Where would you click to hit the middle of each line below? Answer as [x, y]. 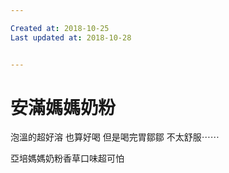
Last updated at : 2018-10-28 [71, 37]
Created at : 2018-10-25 [60, 28]
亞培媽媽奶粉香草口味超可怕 [67, 158]
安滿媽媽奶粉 [63, 107]
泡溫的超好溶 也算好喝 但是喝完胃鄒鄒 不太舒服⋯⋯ [115, 137]
